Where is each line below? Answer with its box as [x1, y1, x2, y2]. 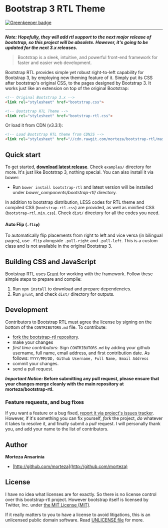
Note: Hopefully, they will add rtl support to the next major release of [5, 34, 151, 40]
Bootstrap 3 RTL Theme [5, 3, 105, 15]
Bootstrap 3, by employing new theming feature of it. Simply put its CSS [5, 75, 153, 81]
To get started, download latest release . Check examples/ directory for [5, 164, 151, 170]
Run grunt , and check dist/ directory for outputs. [12, 291, 115, 297]
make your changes [12, 339, 53, 345]
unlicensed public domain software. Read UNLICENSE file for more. [5, 516, 144, 523]
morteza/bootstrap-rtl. [5, 386, 54, 392]
